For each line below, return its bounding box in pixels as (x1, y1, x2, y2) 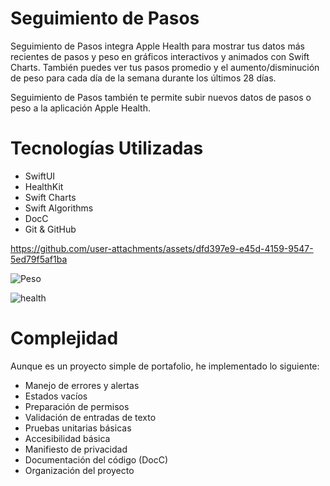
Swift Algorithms (24, 202, 94, 214)
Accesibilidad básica (24, 432, 111, 444)
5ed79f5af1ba (10, 253, 68, 265)
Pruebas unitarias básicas (24, 422, 132, 434)
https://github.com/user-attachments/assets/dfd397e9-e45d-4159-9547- (10, 242, 314, 254)
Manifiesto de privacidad (24, 443, 128, 455)
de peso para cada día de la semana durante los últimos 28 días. (10, 72, 277, 84)
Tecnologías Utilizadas (10, 137, 204, 160)
